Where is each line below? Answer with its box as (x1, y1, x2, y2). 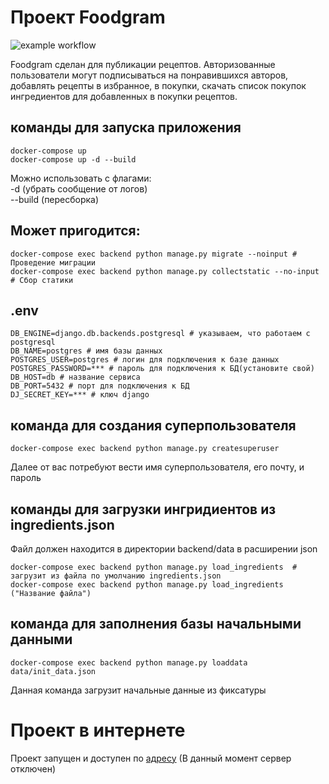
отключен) (10, 762, 57, 775)
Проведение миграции (10, 257, 97, 268)
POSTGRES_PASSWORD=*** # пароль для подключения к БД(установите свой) (10, 364, 315, 374)
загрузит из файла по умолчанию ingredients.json (10, 571, 222, 581)
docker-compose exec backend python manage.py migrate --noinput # (10, 249, 298, 259)
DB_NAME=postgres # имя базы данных (10, 346, 163, 356)
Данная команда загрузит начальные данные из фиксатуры (10, 684, 267, 696)
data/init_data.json (10, 666, 97, 676)
